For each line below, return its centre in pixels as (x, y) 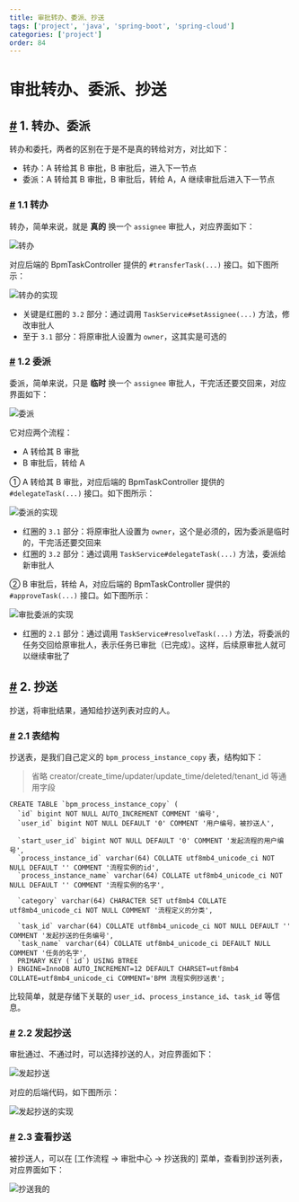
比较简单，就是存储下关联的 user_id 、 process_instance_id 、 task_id (136, 996)
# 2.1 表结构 (35, 736)
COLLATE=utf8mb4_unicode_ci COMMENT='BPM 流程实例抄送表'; (117, 978)
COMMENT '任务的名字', (48, 953)
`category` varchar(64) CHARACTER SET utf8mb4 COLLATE (122, 901)
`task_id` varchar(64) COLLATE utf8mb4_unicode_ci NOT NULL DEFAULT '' (154, 926)
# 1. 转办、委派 (50, 125)
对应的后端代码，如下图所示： (64, 1092)
